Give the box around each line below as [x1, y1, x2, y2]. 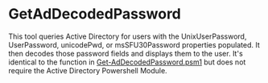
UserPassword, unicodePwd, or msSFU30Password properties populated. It [8, 39, 260, 49]
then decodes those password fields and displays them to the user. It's [8, 48, 243, 58]
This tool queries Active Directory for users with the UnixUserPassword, [8, 31, 247, 41]
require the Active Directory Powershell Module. [8, 65, 167, 75]
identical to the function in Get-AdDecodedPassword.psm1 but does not [8, 57, 246, 67]
